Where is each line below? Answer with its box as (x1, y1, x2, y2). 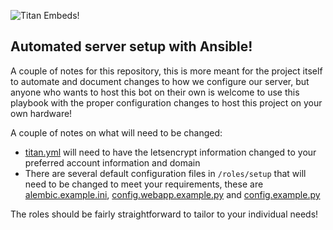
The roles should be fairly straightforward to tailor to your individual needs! (10, 208, 319, 220)
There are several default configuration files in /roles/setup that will (24, 167, 307, 179)
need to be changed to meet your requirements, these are (24, 178, 264, 190)
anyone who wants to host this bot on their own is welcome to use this (10, 86, 300, 98)
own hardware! (10, 107, 73, 119)
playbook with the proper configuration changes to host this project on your (10, 96, 323, 109)
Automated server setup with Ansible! (10, 38, 253, 55)
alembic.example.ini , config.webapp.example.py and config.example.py (24, 188, 321, 200)
